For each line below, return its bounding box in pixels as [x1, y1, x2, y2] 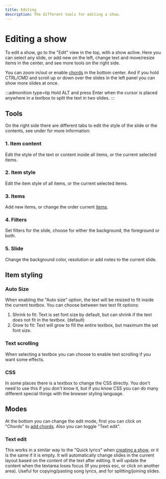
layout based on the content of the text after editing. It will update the [5, 458, 147, 464]
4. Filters [5, 216, 27, 223]
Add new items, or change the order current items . [5, 204, 109, 210]
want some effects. [5, 356, 45, 362]
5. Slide [5, 245, 24, 252]
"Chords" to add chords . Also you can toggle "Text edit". [5, 423, 120, 429]
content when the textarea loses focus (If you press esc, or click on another [5, 463, 160, 469]
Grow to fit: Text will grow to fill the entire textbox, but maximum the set [12, 322, 159, 328]
